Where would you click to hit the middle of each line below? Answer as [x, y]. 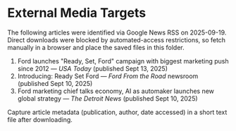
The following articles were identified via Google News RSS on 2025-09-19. [117, 32]
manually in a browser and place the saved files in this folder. [96, 47]
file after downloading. [40, 119]
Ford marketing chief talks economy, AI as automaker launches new [116, 91]
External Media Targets [77, 13]
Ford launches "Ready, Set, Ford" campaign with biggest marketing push [123, 61]
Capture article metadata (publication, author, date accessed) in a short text [117, 112]
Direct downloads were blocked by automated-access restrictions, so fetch [117, 39]
